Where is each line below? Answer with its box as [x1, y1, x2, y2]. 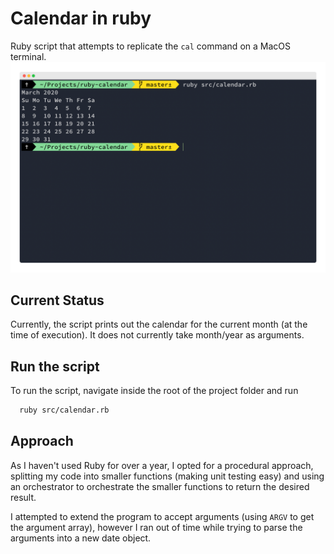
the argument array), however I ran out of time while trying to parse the [10, 521, 303, 533]
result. [10, 491, 37, 503]
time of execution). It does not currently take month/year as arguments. [10, 329, 305, 341]
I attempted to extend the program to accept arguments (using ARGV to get [10, 510, 315, 522]
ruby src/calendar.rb [19, 405, 110, 416]
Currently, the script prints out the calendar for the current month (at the [10, 318, 308, 331]
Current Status [10, 292, 105, 309]
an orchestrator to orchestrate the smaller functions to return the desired [10, 480, 310, 492]
